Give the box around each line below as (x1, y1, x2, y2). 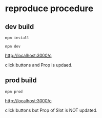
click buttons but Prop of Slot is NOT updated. (5, 107, 98, 113)
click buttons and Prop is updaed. (5, 62, 73, 68)
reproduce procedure (5, 3, 94, 14)
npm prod (5, 89, 23, 94)
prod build (5, 76, 37, 85)
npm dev (5, 44, 21, 49)
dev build (5, 23, 34, 31)
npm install (5, 35, 29, 40)
